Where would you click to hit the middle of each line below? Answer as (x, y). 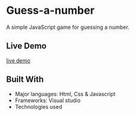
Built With (25, 80)
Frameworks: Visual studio (48, 100)
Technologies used (38, 106)
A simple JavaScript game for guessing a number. (68, 27)
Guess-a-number (50, 11)
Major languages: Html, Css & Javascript (65, 94)
